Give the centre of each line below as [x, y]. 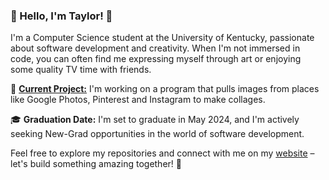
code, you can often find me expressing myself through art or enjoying [156, 59]
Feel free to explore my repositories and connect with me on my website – [162, 153]
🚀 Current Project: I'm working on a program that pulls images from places [165, 89]
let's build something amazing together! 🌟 [96, 164]
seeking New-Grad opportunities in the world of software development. [157, 134]
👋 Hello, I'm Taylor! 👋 [61, 16]
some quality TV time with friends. [81, 70]
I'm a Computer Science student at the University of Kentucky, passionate [162, 38]
